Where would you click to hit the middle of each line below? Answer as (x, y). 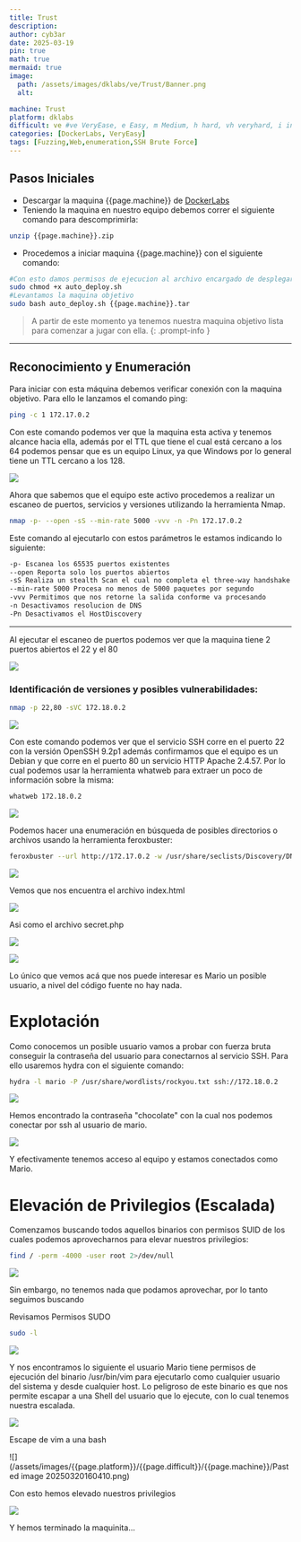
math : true (30, 59)
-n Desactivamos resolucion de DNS (76, 606)
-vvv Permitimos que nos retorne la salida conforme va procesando (138, 598)
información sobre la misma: (62, 780)
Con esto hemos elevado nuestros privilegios (93, 1494)
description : (34, 26)
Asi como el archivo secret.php (67, 924)
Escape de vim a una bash (58, 1440)
